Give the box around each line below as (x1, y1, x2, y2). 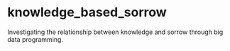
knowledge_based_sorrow (7, 4, 167, 21)
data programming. (7, 35, 64, 43)
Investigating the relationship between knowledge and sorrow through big (7, 28, 224, 36)
